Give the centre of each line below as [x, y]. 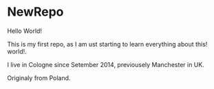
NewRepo [35, 12]
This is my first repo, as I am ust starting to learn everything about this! [107, 44]
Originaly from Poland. [39, 78]
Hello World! [25, 31]
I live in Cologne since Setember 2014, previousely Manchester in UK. [106, 64]
